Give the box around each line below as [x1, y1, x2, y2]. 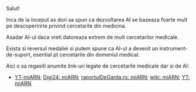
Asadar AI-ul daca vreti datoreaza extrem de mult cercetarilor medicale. [6, 34, 180, 40]
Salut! [6, 5, 20, 12]
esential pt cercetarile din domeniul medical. [33, 51, 140, 58]
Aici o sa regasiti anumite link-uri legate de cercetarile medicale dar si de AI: [6, 62, 190, 69]
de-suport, [6, 51, 32, 58]
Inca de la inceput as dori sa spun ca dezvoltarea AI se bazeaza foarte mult [6, 16, 188, 23]
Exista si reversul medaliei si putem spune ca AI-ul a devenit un [6, 45, 159, 52]
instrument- [159, 45, 188, 52]
